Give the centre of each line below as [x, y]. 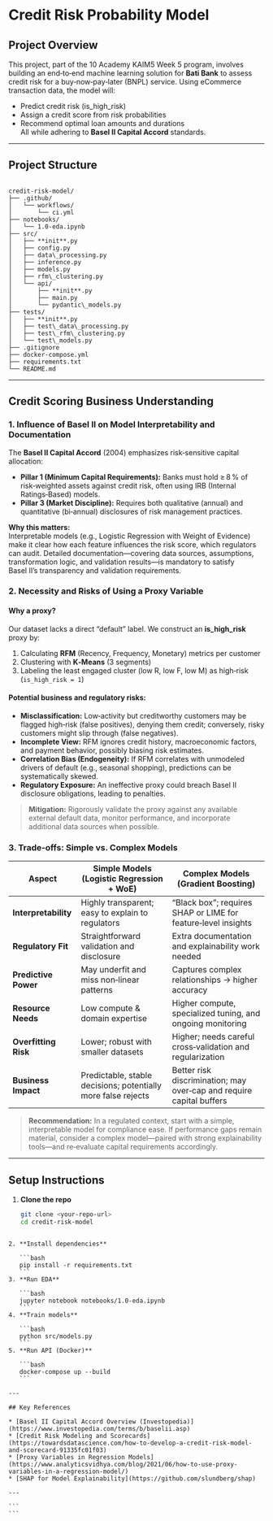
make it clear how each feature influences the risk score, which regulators [132, 544]
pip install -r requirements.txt [76, 1265]
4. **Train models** [43, 1315]
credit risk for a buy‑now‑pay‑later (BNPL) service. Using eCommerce [125, 82]
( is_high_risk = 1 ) [52, 679]
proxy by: [24, 637]
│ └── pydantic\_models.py [65, 305]
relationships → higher [214, 980]
